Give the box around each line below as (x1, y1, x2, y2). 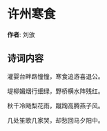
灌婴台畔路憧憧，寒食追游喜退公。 (7, 72, 104, 80)
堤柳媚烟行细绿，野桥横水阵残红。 (7, 87, 104, 95)
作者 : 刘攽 (7, 30, 35, 39)
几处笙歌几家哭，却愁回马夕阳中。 (7, 116, 104, 124)
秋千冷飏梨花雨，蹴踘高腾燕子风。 (7, 101, 104, 110)
